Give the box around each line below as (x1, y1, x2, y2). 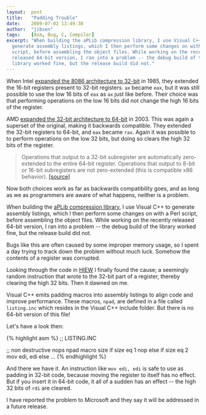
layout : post (6, 9, 43, 15)
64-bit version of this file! (6, 311, 71, 318)
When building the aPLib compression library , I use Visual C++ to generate (6, 203, 195, 211)
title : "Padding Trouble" (6, 15, 78, 21)
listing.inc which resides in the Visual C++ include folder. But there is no (6, 304, 194, 311)
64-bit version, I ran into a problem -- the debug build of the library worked (6, 222, 196, 230)
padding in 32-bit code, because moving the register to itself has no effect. (6, 371, 196, 378)
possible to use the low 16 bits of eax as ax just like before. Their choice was (6, 90, 198, 98)
